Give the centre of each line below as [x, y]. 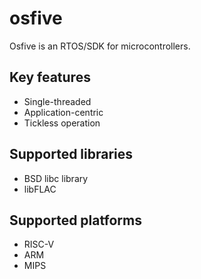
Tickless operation [62, 123]
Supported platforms [75, 220]
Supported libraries [71, 154]
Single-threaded [57, 101]
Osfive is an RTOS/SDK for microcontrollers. [100, 46]
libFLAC [40, 189]
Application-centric [63, 112]
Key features [50, 77]
